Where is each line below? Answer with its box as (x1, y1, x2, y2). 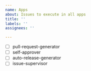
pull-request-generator (12, 44, 60, 50)
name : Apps (5, 7, 28, 12)
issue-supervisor (12, 61, 48, 67)
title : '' (5, 16, 26, 21)
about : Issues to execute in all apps (5, 12, 86, 17)
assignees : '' (5, 26, 35, 31)
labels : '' (5, 21, 28, 26)
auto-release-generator (12, 55, 61, 61)
